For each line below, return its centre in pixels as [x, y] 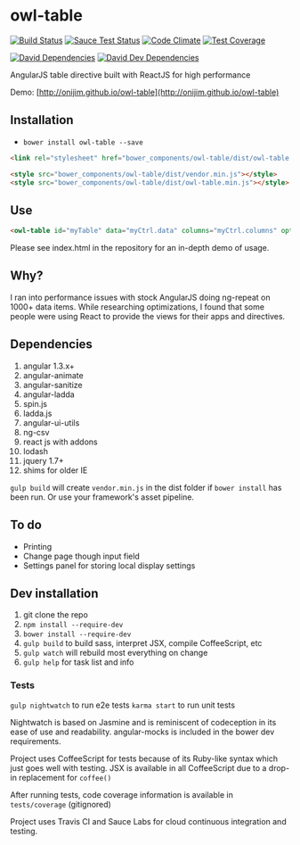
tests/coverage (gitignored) [61, 804]
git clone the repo [55, 615]
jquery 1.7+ [44, 460]
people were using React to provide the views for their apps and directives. [148, 316]
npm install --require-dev [73, 625]
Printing [37, 546]
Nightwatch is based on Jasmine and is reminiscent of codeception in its [143, 722]
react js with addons [60, 442]
